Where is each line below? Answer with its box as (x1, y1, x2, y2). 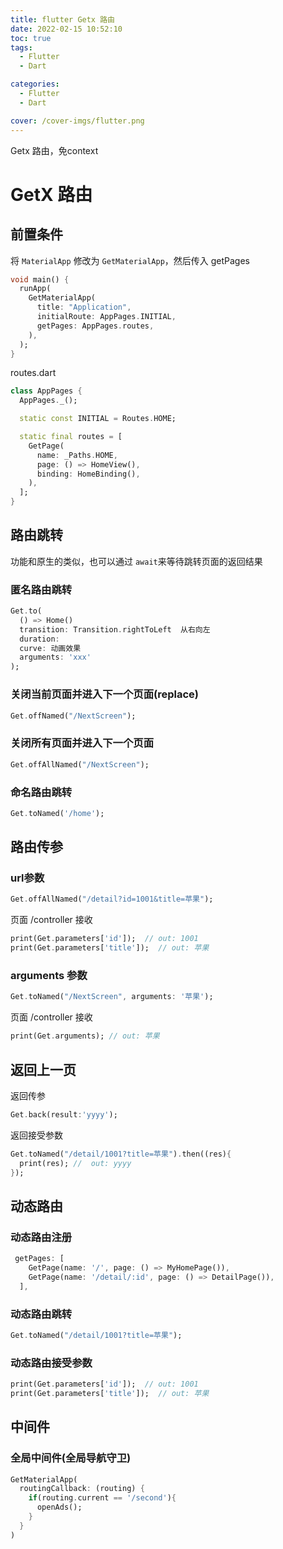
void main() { (10, 274, 70, 285)
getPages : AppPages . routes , (36, 321, 155, 331)
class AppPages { (10, 386, 83, 396)
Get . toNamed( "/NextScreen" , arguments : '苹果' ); (10, 992, 214, 1002)
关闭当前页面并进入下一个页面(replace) (10, 687, 199, 701)
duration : (19, 634, 60, 644)
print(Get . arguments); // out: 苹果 (10, 1031, 160, 1041)
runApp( (19, 284, 52, 294)
